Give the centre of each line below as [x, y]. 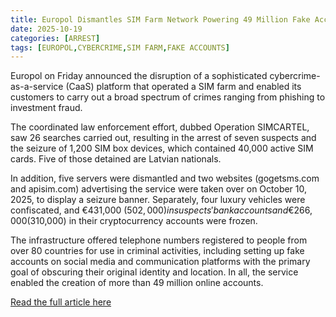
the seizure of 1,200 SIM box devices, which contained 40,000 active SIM [162, 148]
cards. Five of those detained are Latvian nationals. [116, 159]
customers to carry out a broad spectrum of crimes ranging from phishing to [168, 97]
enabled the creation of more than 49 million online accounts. [137, 283]
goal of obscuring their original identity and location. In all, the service [154, 272]
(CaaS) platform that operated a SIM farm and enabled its [183, 87]
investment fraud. [46, 108]
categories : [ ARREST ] [55, 38]
